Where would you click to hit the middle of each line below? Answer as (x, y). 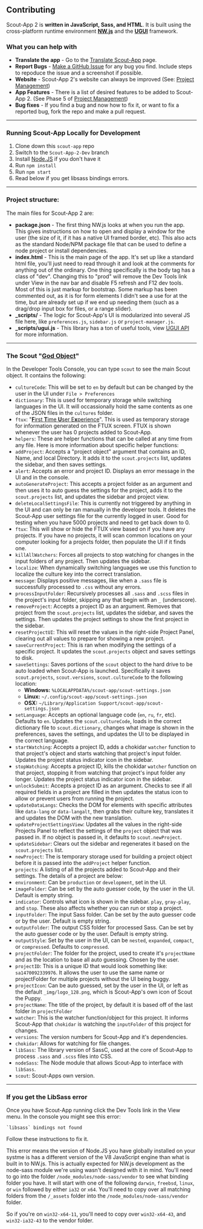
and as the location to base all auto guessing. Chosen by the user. (97, 960)
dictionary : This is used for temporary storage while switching (93, 400)
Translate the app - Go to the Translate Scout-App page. (86, 60)
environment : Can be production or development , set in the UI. (91, 882)
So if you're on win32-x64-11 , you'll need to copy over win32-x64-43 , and (96, 1214)
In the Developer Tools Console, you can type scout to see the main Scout (98, 369)
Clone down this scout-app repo (55, 146)
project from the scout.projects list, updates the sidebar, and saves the (104, 613)
